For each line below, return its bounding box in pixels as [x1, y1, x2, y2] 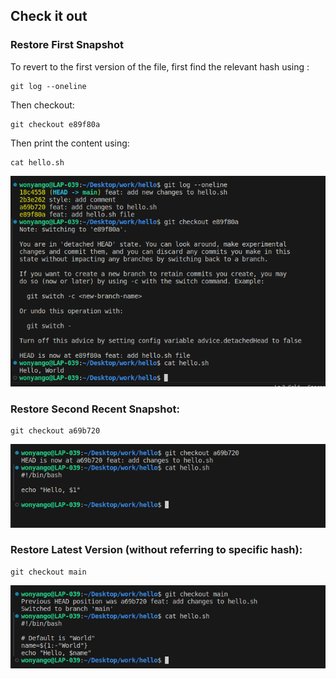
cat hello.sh [10, 157, 65, 168]
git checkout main [10, 567, 87, 577]
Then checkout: [10, 99, 75, 111]
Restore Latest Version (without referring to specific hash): [10, 543, 303, 557]
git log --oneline [10, 81, 87, 91]
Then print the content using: [10, 137, 130, 149]
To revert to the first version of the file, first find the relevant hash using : [10, 60, 310, 73]
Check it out [10, 8, 88, 25]
